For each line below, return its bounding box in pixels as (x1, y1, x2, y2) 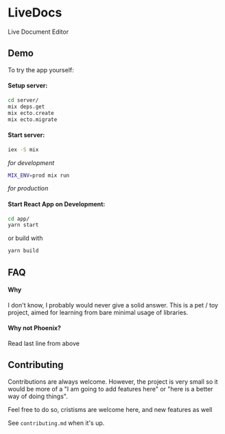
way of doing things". (8, 392, 68, 400)
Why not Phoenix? (8, 324, 61, 332)
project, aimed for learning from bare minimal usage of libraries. (8, 308, 189, 316)
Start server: (8, 131, 45, 139)
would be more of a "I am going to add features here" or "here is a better (8, 384, 213, 393)
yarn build (8, 248, 39, 254)
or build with (8, 234, 43, 242)
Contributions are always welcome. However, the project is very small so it (8, 377, 218, 386)
